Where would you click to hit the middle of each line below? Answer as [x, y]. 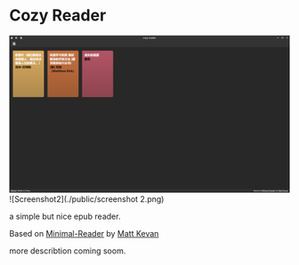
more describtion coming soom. [68, 251]
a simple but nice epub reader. [65, 217]
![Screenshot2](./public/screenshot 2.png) [87, 199]
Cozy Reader [58, 16]
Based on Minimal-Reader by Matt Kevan [84, 234]
